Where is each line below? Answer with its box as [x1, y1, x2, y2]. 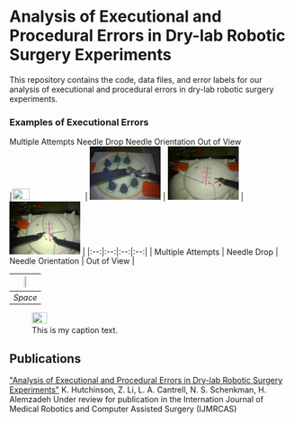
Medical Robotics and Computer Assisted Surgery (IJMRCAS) [9, 403, 237, 415]
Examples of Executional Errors [9, 115, 149, 128]
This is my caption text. [31, 325, 119, 336]
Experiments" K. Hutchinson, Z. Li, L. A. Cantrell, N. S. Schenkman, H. [9, 384, 267, 395]
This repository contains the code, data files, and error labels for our [9, 74, 263, 85]
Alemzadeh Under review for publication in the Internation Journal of [9, 394, 263, 405]
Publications [9, 351, 82, 366]
